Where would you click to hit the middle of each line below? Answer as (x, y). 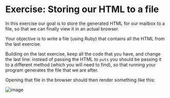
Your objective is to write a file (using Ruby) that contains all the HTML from (85, 39)
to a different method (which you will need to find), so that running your (81, 64)
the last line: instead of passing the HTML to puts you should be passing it (83, 59)
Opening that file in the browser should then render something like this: (80, 80)
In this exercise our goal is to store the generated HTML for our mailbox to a (85, 23)
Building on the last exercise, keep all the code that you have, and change (83, 54)
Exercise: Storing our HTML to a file (82, 9)
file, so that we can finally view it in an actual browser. (62, 28)
